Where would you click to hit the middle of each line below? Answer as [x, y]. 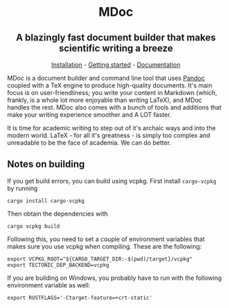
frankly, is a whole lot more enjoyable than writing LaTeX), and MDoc [104, 100]
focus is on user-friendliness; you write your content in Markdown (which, [112, 93]
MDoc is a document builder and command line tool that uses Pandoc [106, 78]
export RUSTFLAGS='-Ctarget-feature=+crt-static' [80, 298]
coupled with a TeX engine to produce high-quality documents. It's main [110, 85]
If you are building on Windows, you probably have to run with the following [114, 278]
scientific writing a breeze [116, 48]
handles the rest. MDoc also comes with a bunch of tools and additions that [114, 107]
